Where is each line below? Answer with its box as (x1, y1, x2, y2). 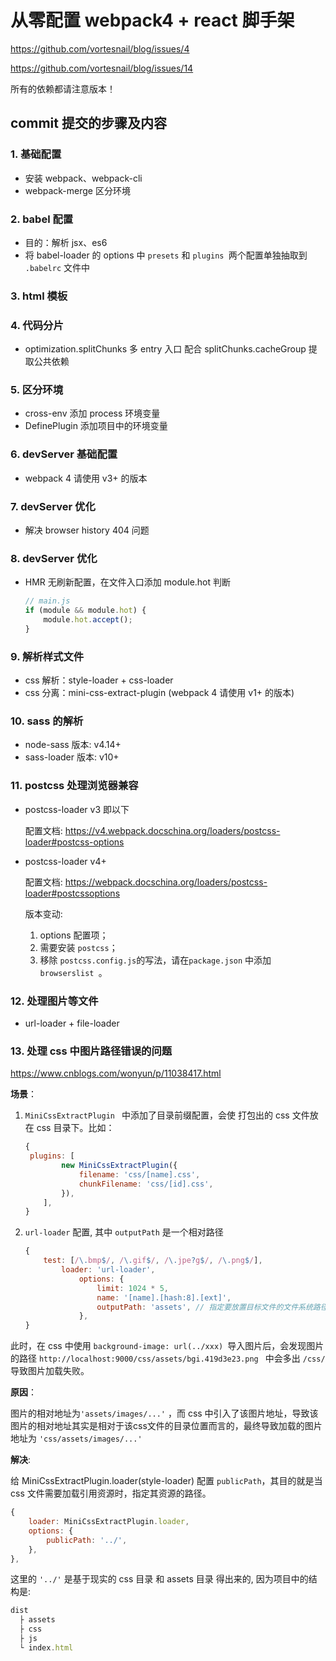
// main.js (24, 596, 71, 606)
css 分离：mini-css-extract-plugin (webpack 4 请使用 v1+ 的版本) (24, 687, 295, 699)
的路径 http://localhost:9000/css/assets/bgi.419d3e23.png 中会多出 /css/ (10, 1352, 326, 1365)
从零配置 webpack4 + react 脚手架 (10, 9, 295, 32)
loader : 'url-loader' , (61, 1265, 156, 1275)
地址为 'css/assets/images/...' (10, 1432, 143, 1445)
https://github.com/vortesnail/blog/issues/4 (10, 42, 190, 55)
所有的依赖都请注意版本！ (10, 82, 116, 95)
